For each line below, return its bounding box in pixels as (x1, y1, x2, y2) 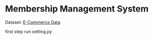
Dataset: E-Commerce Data (5, 19, 61, 25)
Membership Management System (5, 3, 149, 14)
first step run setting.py (5, 28, 52, 34)
